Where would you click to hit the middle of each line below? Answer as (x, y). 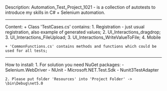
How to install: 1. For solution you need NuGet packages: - (65, 65)
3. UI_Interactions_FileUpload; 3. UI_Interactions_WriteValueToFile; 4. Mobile (83, 37)
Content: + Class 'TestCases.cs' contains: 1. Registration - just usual (75, 27)
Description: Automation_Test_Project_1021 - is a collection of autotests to (80, 7)
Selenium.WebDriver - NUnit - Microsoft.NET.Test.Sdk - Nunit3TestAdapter (82, 70)
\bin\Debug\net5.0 (24, 84)
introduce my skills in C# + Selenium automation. (55, 12)
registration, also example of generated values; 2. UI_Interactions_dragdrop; (83, 32)
